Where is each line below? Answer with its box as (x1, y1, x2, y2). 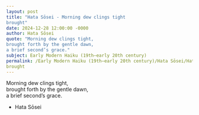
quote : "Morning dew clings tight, (6, 36, 94, 42)
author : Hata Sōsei (6, 31, 54, 37)
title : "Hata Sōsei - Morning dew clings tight (6, 14, 126, 20)
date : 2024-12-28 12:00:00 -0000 (6, 25, 89, 31)
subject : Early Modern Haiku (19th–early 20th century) (6, 52, 147, 58)
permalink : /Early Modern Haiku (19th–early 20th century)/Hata (6, 58, 168, 64)
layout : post (6, 8, 38, 15)
